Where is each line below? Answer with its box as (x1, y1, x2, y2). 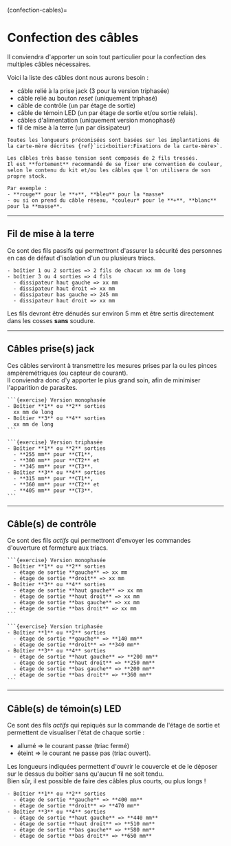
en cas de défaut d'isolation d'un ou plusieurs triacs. (7, 254, 156, 262)
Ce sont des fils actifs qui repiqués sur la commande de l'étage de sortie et (7, 721, 220, 730)
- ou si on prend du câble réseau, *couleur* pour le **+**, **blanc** (7, 196, 217, 204)
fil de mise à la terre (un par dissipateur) (16, 123, 131, 132)
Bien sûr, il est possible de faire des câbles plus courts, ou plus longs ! (7, 777, 206, 785)
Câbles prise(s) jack (7, 343, 95, 355)
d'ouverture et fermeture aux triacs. (7, 544, 109, 552)
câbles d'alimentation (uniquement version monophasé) (16, 116, 175, 124)
